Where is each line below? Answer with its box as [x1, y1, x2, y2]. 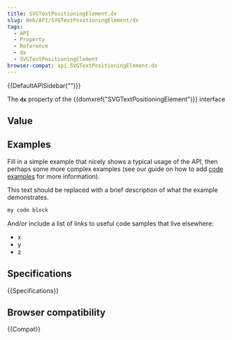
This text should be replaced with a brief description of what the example [7, 186, 218, 194]
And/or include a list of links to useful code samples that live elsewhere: [7, 219, 215, 228]
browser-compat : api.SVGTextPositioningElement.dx [7, 62, 158, 69]
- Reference [13, 43, 49, 50]
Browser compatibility [7, 306, 106, 318]
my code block [7, 207, 49, 214]
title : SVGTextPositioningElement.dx [7, 10, 117, 17]
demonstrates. [7, 193, 49, 201]
